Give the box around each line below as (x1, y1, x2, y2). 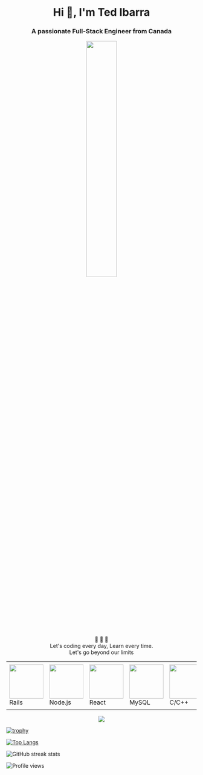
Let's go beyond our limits (69, 649, 134, 656)
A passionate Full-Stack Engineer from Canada (31, 27, 172, 36)
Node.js (49, 698, 71, 707)
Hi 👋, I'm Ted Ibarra (53, 5, 150, 19)
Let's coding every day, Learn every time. (50, 643, 153, 650)
